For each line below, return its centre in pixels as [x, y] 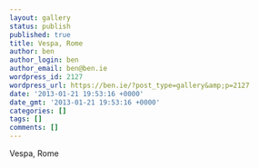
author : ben [32, 52]
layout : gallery [40, 18]
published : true [40, 35]
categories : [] [38, 111]
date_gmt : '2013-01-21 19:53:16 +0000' [85, 102]
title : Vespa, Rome [46, 43]
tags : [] [26, 119]
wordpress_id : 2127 [46, 77]
